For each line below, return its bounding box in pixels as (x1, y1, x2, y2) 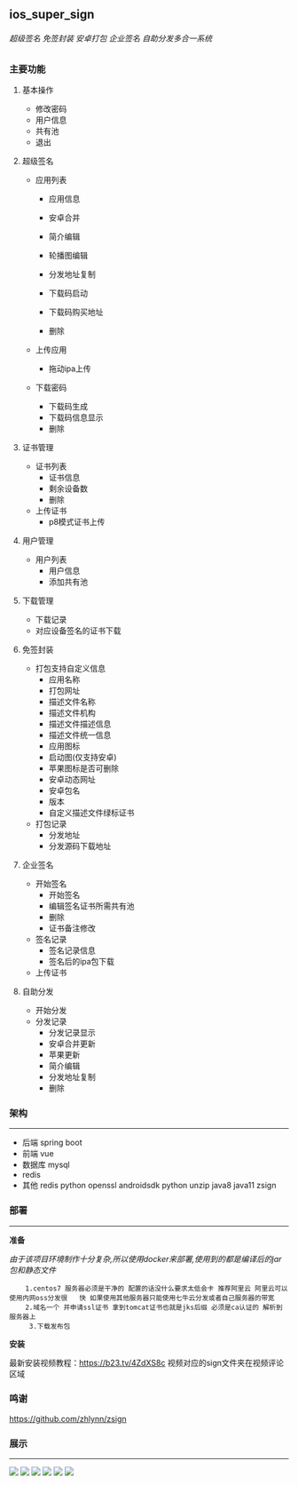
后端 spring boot (21, 1137, 82, 1148)
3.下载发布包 (28, 1322, 71, 1330)
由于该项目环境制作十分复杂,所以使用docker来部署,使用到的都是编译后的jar (9, 1253, 282, 1264)
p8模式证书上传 (48, 516, 106, 527)
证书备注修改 (48, 923, 96, 933)
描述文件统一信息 (48, 729, 112, 740)
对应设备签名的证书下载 (35, 625, 122, 636)
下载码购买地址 (48, 306, 104, 317)
